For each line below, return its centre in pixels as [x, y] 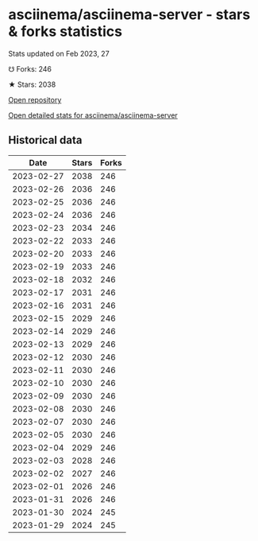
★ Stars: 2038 [32, 84]
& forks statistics [65, 31]
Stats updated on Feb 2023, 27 [59, 53]
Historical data [45, 140]
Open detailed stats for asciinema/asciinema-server [93, 115]
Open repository [35, 99]
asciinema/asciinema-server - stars [129, 15]
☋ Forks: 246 [30, 68]
